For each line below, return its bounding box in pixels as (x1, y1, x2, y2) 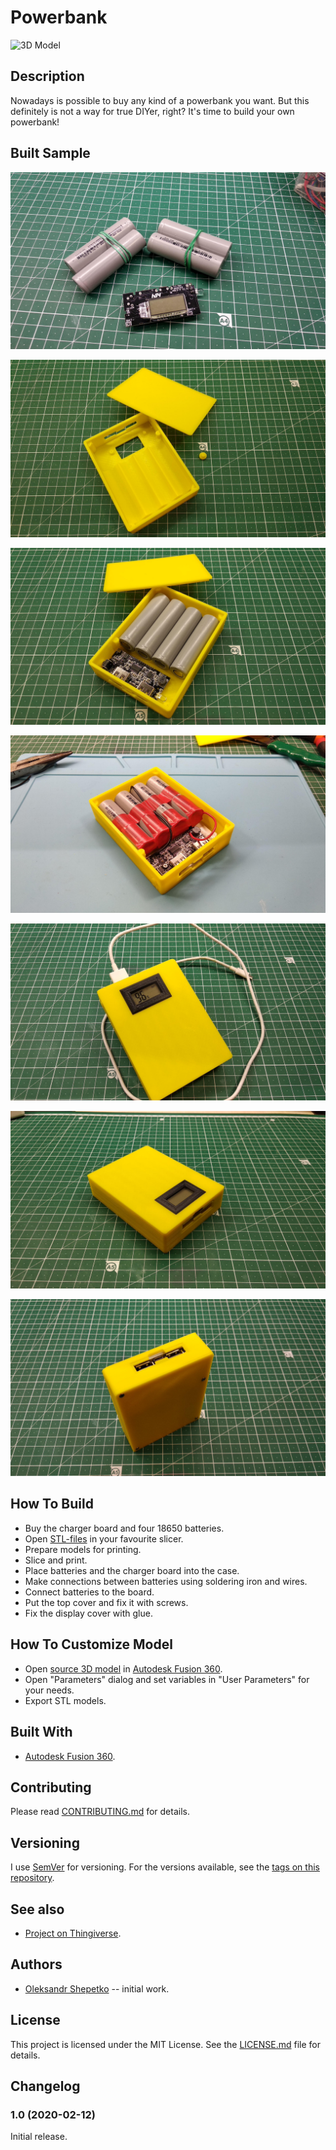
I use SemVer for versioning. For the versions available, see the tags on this (10, 1861, 320, 1873)
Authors (10, 1956, 63, 1973)
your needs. (24, 1684, 75, 1696)
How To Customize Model (10, 1636, 173, 1653)
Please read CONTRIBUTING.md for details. (10, 1806, 190, 1818)
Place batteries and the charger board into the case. (24, 1564, 240, 1576)
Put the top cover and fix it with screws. (24, 1596, 189, 1608)
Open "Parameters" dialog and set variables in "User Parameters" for (24, 1673, 310, 1685)
